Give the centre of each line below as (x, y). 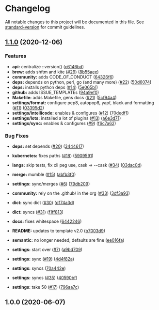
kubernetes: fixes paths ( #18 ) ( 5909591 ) (53, 155)
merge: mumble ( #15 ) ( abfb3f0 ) (44, 174)
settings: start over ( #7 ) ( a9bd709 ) (47, 249)
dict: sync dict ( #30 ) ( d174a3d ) (43, 202)
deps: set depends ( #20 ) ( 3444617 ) (48, 146)
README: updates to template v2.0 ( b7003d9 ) (59, 231)
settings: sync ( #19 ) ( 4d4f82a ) (43, 259)
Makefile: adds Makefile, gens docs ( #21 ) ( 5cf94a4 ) (64, 97)
